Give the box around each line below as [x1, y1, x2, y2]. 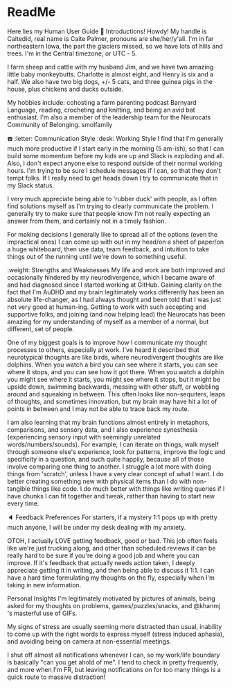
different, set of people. [7, 324, 75, 333]
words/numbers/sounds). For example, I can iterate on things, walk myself [7, 440, 220, 448]
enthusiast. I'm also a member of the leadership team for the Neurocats [7, 112, 211, 121]
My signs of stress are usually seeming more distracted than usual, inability [7, 622, 222, 630]
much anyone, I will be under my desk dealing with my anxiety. [7, 523, 186, 531]
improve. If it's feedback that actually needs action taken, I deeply [7, 558, 195, 567]
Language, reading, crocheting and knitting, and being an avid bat [7, 106, 195, 114]
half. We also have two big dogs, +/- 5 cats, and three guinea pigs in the [7, 77, 213, 85]
